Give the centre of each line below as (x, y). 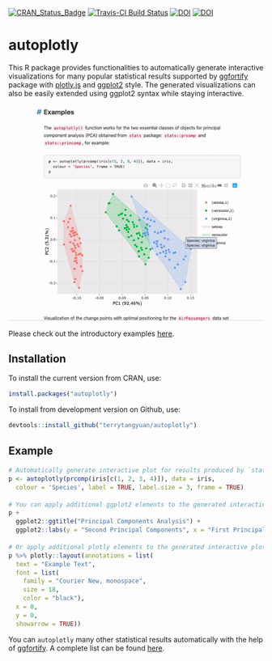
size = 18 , (41, 590)
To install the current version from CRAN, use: (85, 378)
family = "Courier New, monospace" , (85, 581)
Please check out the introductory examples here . (91, 333)
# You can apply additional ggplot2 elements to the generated (117, 504)
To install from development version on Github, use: (94, 409)
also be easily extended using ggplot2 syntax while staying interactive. (126, 93)
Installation (37, 359)
